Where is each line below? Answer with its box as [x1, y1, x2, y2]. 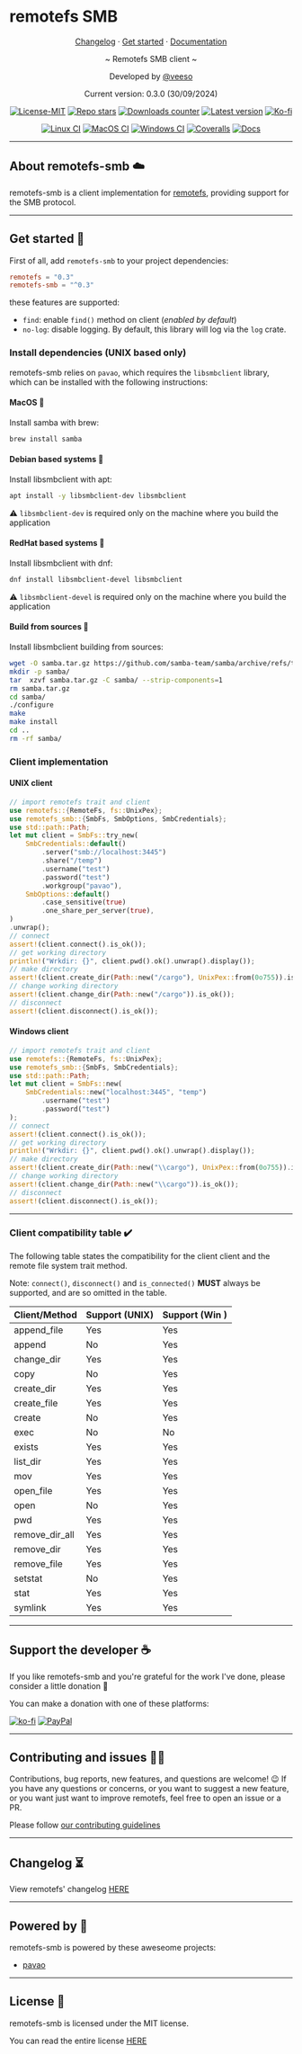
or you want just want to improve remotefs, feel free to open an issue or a [9, 1792, 281, 1804]
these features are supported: [9, 297, 120, 308]
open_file [13, 1484, 53, 1496]
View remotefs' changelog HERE [9, 1884, 129, 1895]
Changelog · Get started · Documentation [75, 36, 227, 47]
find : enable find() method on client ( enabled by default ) [22, 315, 237, 326]
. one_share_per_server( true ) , [41, 906, 155, 915]
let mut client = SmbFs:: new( [9, 1079, 123, 1089]
